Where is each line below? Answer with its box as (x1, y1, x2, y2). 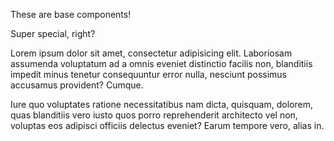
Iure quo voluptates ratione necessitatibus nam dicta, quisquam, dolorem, (10, 99, 313, 110)
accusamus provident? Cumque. (10, 79, 144, 91)
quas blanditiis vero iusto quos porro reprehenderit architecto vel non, (10, 109, 298, 121)
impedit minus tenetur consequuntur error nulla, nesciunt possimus (10, 69, 287, 80)
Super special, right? (10, 28, 96, 39)
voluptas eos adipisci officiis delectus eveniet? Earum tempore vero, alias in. (10, 120, 325, 131)
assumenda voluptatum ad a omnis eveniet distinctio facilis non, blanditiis (10, 58, 313, 69)
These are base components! (10, 9, 132, 20)
